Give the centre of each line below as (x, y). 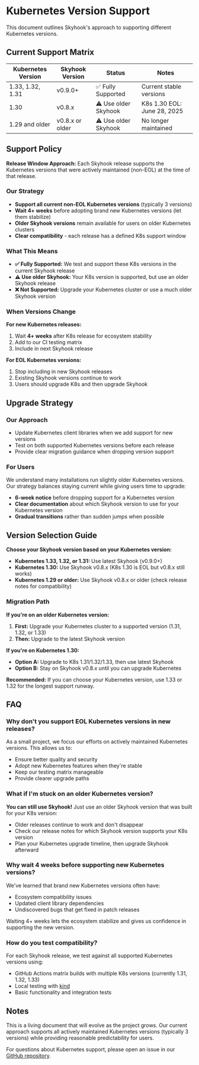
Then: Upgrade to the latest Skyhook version (70, 638)
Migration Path (28, 602)
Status (116, 72)
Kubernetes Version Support (78, 11)
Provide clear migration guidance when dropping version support (94, 452)
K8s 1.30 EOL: (162, 103)
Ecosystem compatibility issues (53, 896)
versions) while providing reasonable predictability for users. (80, 1038)
